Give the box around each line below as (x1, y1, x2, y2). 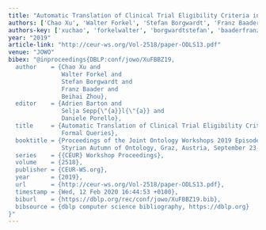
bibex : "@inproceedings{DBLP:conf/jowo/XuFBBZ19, (8, 56, 176, 64)
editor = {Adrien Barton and (15, 100, 123, 107)
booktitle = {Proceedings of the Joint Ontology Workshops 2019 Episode (15, 136, 260, 145)
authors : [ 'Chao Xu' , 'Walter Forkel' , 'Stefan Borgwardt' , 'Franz (8, 19, 236, 27)
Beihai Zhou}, (61, 92, 108, 100)
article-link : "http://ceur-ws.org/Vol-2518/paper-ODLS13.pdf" (8, 41, 222, 49)
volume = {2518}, (15, 159, 83, 167)
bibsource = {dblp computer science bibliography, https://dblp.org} (15, 202, 249, 210)
